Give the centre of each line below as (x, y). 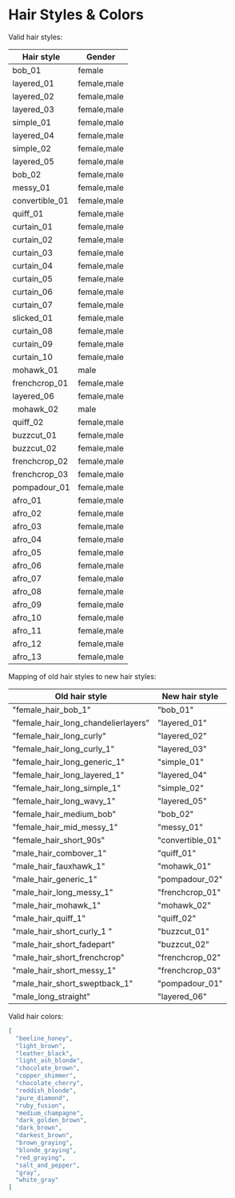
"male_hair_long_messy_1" (63, 892)
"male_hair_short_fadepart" (64, 944)
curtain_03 (33, 253)
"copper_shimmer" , (46, 1076)
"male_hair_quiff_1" (49, 918)
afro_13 (27, 657)
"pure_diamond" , (42, 1098)
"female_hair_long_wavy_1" (64, 801)
